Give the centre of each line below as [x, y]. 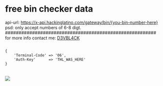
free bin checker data [49, 9]
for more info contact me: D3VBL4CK [43, 38]
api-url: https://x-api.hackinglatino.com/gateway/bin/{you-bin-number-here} [81, 22]
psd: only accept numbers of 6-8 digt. [43, 27]
